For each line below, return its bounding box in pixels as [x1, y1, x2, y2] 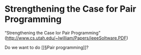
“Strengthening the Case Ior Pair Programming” [4, 30, 101, 36]
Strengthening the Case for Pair [4, 3, 137, 15]
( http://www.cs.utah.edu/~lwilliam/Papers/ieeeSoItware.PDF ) [4, 35, 128, 41]
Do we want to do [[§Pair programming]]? [4, 44, 89, 50]
